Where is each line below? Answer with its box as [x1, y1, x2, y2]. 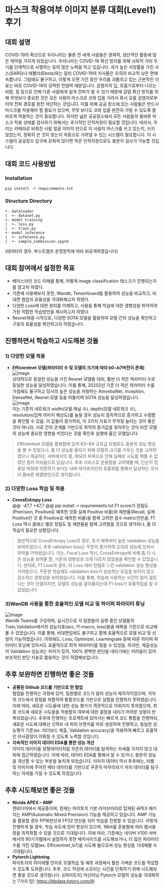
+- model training [5, 217, 43, 222]
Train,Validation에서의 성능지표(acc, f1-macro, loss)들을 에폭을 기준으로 [5, 623, 145, 629]
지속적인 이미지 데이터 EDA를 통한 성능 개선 [12, 740, 94, 745]
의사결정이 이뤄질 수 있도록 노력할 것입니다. [17, 733, 100, 739]
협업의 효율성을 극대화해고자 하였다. [21, 296, 90, 302]
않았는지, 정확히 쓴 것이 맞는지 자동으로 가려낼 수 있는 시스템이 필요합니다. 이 [5, 132, 151, 138]
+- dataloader [5, 208, 34, 214]
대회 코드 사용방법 [5, 160, 56, 168]
